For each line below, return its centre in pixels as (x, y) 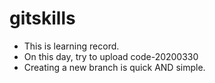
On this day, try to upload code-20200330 (111, 56)
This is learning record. (71, 46)
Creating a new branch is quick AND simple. (114, 67)
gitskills (42, 18)
